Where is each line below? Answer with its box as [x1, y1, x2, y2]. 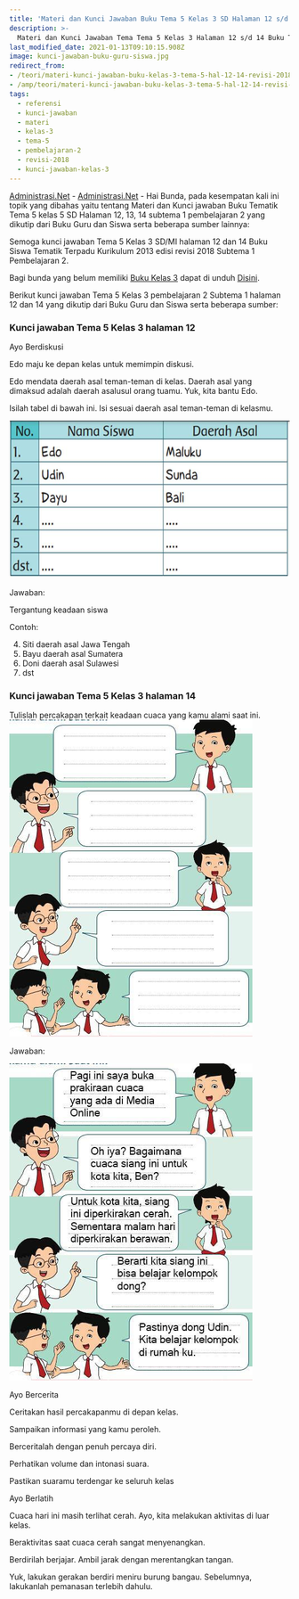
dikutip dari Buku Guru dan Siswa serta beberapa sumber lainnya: [9, 218, 250, 229]
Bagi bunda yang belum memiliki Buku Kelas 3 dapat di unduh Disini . [9, 272, 260, 283]
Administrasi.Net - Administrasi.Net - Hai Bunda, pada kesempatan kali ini [9, 190, 279, 201]
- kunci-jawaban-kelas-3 [17, 165, 109, 174]
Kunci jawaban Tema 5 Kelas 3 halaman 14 [9, 689, 197, 701]
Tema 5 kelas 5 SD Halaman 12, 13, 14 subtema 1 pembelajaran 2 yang [9, 209, 265, 220]
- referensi [17, 99, 62, 108]
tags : [9, 89, 29, 98]
